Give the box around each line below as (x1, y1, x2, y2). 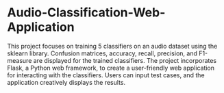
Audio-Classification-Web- (7, 5, 166, 21)
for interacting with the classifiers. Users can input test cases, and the (7, 70, 205, 79)
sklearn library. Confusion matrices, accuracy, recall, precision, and (7, 49, 197, 57)
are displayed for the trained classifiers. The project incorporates (33, 56, 217, 64)
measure (7, 56, 32, 64)
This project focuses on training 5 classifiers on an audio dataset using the (7, 42, 218, 50)
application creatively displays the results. (7, 78, 126, 86)
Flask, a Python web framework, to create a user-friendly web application (7, 64, 214, 72)
